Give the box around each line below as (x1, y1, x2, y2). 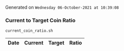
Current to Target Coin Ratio (5, 17, 76, 24)
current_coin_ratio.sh (5, 28, 53, 33)
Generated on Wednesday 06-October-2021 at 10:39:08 (5, 5, 119, 10)
